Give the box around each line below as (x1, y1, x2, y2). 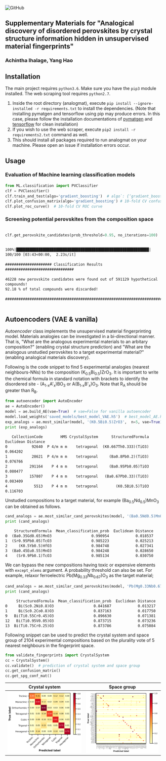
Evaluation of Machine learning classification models (5, 171, 135, 178)
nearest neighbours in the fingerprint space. (5, 642, 95, 648)
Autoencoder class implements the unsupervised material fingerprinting (5, 328, 152, 334)
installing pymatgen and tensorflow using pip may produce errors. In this (12, 111, 161, 117)
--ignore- (133, 101, 154, 106)
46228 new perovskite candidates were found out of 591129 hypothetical (5, 277, 158, 282)
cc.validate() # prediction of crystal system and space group (5, 663, 140, 668)
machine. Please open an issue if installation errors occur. (12, 142, 130, 148)
